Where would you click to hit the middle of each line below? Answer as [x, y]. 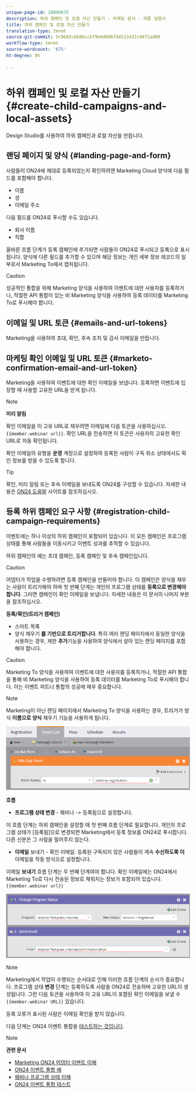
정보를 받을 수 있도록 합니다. [44, 460]
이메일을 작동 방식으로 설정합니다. [53, 859]
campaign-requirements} [53, 521]
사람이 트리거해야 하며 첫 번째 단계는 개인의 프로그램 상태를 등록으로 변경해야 [99, 587]
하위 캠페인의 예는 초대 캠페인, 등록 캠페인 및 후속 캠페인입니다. [78, 556]
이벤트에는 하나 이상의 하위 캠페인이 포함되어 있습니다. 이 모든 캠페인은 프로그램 [96, 536]
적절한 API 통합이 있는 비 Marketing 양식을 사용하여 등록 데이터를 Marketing [101, 295]
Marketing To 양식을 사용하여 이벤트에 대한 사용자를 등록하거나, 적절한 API [91, 672]
